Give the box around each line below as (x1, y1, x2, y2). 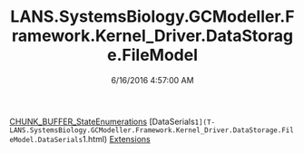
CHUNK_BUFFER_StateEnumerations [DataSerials (9, 116, 195, 127)
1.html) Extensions (82, 133, 152, 144)
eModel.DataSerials (9, 135, 83, 144)
